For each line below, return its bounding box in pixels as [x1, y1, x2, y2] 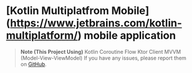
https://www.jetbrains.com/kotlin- [10, 16, 183, 30]
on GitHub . [20, 60, 47, 68]
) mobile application [77, 29, 176, 42]
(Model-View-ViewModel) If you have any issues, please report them [20, 54, 187, 61]
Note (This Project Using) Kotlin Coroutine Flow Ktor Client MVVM [20, 48, 181, 55]
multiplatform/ [6, 29, 78, 42]
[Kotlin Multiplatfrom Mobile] [6, 4, 149, 18]
